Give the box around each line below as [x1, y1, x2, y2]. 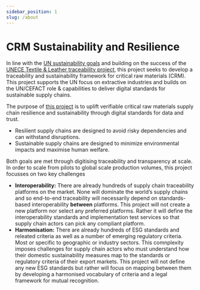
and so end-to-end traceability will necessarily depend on [14, 195, 158, 202]
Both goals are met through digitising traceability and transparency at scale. [6, 158, 193, 165]
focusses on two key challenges [6, 171, 85, 178]
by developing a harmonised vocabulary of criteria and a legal [14, 271, 168, 278]
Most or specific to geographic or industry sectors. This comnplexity [14, 239, 184, 246]
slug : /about [6, 14, 39, 20]
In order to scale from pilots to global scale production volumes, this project [6, 164, 192, 171]
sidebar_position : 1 [6, 8, 58, 15]
